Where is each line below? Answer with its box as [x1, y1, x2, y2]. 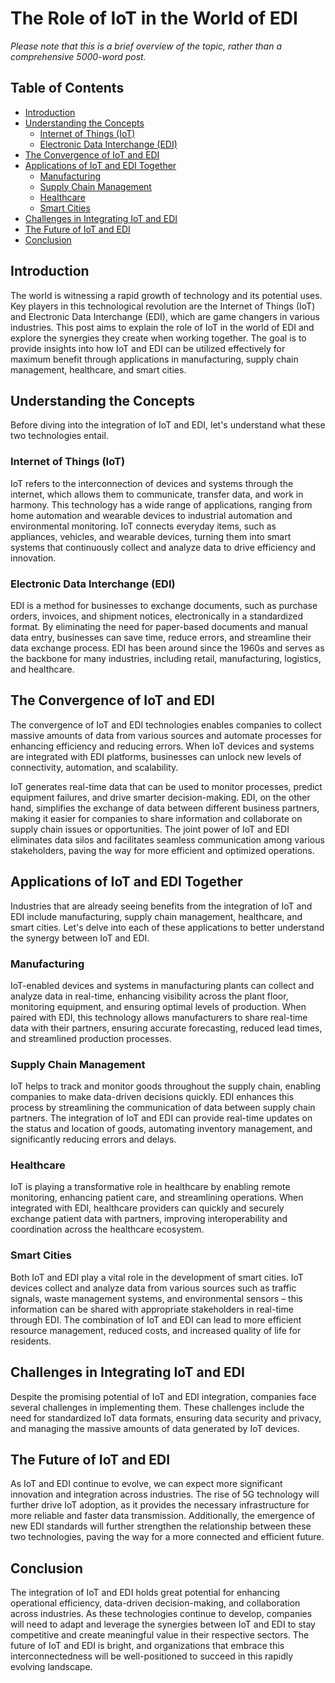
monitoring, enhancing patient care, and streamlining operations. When [10, 1192, 304, 1204]
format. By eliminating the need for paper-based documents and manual [10, 620, 308, 632]
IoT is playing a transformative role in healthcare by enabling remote [10, 1181, 291, 1193]
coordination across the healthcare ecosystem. [10, 1223, 205, 1236]
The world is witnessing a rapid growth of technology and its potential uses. [10, 289, 323, 301]
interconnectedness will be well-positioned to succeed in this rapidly [10, 1650, 294, 1662]
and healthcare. [10, 663, 75, 675]
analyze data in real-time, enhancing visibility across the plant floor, [10, 990, 289, 1002]
